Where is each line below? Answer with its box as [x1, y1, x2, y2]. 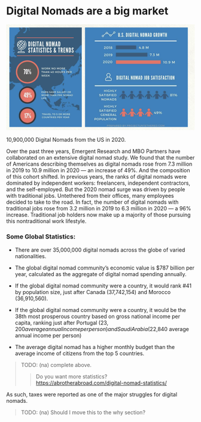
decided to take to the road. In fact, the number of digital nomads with [6, 198, 179, 206]
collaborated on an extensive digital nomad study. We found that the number [6, 154, 195, 161]
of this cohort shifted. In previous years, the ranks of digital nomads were [6, 173, 187, 181]
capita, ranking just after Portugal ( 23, [14, 319, 109, 326]
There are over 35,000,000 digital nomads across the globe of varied [14, 246, 185, 253]
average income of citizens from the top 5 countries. [14, 350, 145, 357]
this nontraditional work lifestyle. [6, 218, 87, 225]
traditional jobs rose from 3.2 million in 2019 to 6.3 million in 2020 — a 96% [6, 205, 191, 212]
